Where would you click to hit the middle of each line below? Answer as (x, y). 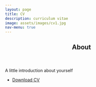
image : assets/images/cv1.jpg (36, 23)
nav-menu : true (20, 28)
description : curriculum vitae (37, 18)
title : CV (15, 14)
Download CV (26, 80)
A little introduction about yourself (39, 70)
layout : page (18, 9)
